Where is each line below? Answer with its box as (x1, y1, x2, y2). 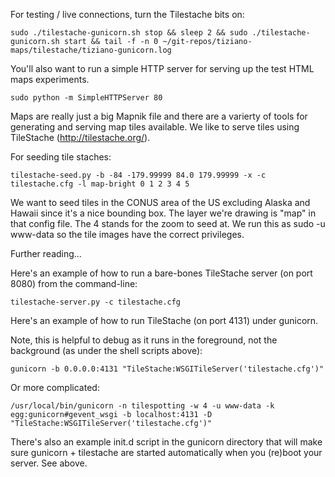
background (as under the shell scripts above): (10, 345, 203, 356)
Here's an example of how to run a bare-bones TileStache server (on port (10, 267, 313, 279)
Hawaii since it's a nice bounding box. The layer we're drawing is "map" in (10, 207, 317, 219)
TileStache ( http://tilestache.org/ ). (10, 132, 151, 143)
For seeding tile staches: (10, 151, 112, 163)
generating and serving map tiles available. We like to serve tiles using (10, 121, 300, 133)
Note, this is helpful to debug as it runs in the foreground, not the (10, 334, 278, 346)
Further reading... (10, 248, 82, 259)
